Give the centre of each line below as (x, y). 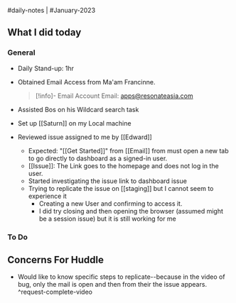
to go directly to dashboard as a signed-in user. (98, 158)
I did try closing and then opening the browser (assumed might (131, 211)
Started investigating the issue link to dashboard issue (107, 181)
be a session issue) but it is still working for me (107, 219)
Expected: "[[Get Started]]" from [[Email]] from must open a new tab (128, 150)
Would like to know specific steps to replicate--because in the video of (121, 277)
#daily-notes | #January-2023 (52, 10)
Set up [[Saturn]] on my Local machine (74, 123)
